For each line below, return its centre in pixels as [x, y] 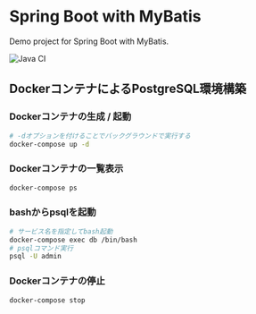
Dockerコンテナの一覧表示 [66, 169]
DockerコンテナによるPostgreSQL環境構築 [128, 89]
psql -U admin [36, 257]
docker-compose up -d [50, 144]
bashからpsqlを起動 [53, 212]
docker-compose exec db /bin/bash [74, 240]
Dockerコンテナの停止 [57, 281]
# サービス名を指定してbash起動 [61, 231]
